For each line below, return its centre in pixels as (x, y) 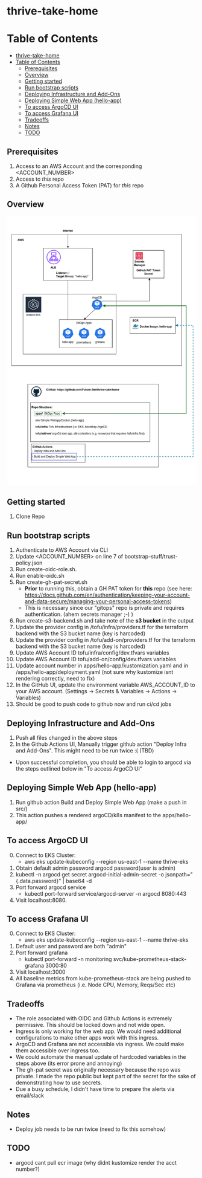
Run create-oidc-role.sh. (46, 569)
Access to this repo (39, 179)
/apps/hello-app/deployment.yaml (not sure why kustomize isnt (94, 672)
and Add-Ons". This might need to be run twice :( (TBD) (85, 751)
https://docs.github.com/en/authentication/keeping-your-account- (107, 595)
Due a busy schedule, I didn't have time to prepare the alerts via (95, 1089)
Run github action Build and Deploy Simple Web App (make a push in (101, 802)
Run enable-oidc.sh (40, 576)
